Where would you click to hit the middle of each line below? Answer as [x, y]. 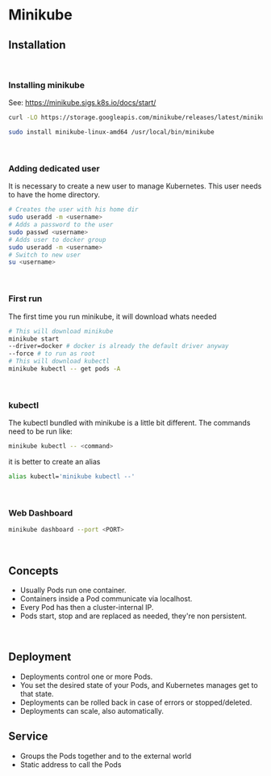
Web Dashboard [41, 513]
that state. [37, 693]
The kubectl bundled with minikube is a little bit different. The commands [129, 423]
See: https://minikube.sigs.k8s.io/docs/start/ [82, 103]
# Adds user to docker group [57, 240]
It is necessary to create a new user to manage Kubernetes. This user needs [135, 186]
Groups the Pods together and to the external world [106, 756]
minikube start [34, 339]
